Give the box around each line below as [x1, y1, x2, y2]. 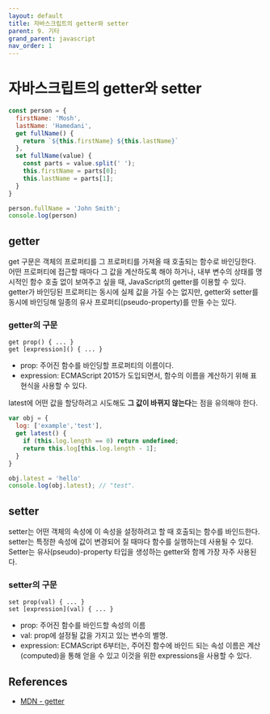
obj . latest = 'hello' [8, 474, 82, 482]
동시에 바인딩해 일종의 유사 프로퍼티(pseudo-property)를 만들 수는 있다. [8, 297, 237, 307]
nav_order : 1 [8, 42, 53, 50]
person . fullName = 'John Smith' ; [8, 204, 121, 212]
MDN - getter [19, 696, 65, 706]
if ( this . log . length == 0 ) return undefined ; [23, 437, 179, 446]
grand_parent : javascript [8, 34, 95, 43]
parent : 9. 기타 [8, 27, 60, 35]
